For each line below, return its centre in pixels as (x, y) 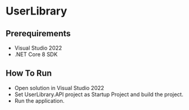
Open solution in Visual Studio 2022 (59, 88)
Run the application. (39, 100)
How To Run (29, 73)
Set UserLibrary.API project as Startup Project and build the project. (99, 94)
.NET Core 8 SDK (36, 54)
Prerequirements (38, 34)
